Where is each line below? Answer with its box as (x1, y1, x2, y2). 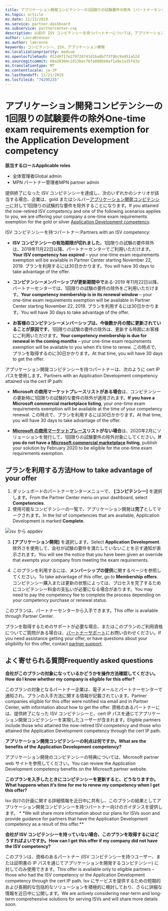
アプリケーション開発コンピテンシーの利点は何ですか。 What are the (5, 738, 146, 744)
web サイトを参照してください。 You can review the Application (5, 760, 136, 767)
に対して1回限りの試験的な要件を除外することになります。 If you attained (9, 202, 159, 208)
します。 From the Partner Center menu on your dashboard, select (12, 494, 148, 500)
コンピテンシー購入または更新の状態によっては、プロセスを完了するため (12, 580, 161, 586)
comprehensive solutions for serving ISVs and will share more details (15, 896, 158, 902)
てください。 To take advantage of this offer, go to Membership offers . (12, 573, 158, 579)
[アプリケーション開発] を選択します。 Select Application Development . (12, 539, 161, 545)
